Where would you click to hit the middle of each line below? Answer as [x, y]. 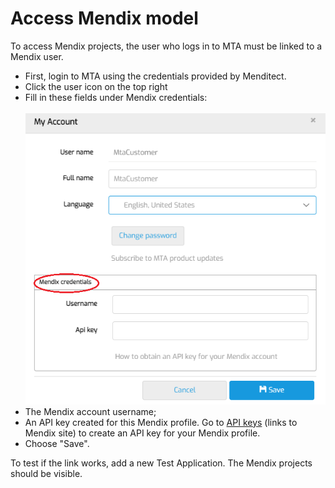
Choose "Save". [57, 443]
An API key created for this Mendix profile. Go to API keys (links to [161, 422]
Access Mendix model [104, 18]
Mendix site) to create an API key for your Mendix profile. [142, 433]
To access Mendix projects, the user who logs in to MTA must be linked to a [166, 46]
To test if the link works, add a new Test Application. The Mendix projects [161, 463]
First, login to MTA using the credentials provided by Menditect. [155, 76]
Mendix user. [37, 56]
